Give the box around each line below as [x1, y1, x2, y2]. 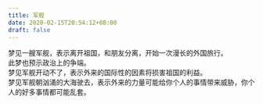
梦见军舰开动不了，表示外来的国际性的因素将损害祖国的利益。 [8, 68, 207, 77]
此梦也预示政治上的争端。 [8, 58, 91, 67]
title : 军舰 [8, 11, 45, 20]
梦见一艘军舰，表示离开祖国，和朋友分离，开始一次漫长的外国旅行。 [8, 48, 228, 58]
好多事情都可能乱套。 [21, 88, 91, 97]
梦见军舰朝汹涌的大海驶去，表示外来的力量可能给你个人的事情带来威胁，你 [8, 77, 248, 87]
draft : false [8, 26, 51, 34]
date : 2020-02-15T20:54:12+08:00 [8, 19, 117, 27]
